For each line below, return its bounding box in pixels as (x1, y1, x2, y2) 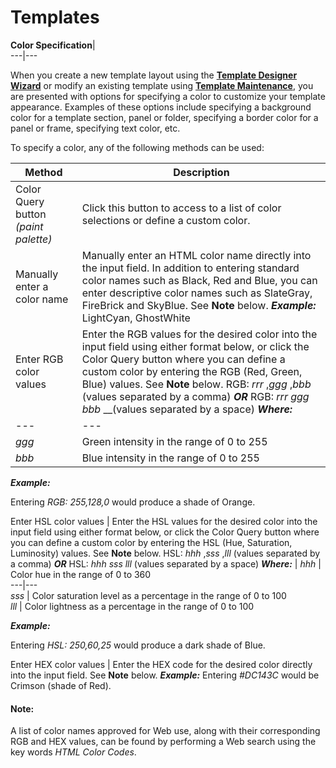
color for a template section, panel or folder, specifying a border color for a (10, 111, 319, 123)
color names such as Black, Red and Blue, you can (81, 273, 318, 287)
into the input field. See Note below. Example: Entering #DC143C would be (10, 669, 320, 681)
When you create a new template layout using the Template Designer (10, 69, 298, 81)
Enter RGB (15, 352, 64, 366)
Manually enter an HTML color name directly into (81, 248, 312, 262)
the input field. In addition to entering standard (81, 261, 300, 275)
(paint (15, 219, 44, 233)
